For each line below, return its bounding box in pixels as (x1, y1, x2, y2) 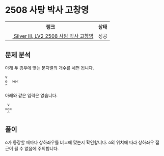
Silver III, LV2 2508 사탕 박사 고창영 (14, 32, 94, 39)
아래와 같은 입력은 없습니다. (5, 92, 58, 98)
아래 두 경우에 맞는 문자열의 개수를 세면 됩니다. (5, 65, 94, 71)
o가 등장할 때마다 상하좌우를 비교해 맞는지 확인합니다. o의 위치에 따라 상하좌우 (5, 139, 155, 145)
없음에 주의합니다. (24, 145, 59, 151)
